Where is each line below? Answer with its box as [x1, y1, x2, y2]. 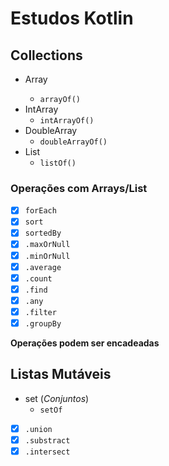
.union [24, 424, 53, 434]
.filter [24, 307, 57, 317]
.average [24, 262, 62, 272]
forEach [24, 206, 57, 216]
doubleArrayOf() [39, 137, 108, 147]
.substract [24, 435, 71, 446]
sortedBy [24, 228, 62, 239]
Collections [10, 47, 83, 64]
